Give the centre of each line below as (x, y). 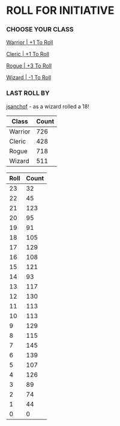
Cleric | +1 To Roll (28, 54)
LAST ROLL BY (28, 93)
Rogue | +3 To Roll (29, 66)
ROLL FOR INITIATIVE (60, 11)
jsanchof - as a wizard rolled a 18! (48, 106)
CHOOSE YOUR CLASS (40, 30)
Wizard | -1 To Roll (29, 78)
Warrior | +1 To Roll (30, 42)
